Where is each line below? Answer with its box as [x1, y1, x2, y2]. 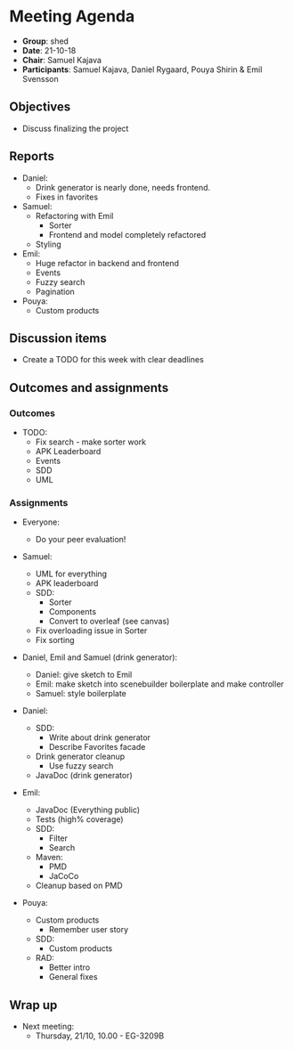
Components [48, 606, 96, 617]
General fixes [48, 972, 98, 982]
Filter [48, 833, 69, 843]
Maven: [35, 852, 63, 863]
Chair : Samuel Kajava [21, 54, 102, 65]
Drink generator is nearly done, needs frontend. [35, 182, 211, 192]
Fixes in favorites [35, 191, 99, 202]
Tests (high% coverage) [35, 814, 124, 825]
